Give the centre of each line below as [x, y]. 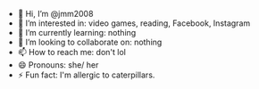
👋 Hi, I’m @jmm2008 [55, 14]
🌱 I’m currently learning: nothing [77, 32]
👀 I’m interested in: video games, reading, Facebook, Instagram [134, 23]
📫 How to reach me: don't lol [72, 52]
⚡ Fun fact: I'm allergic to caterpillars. [86, 75]
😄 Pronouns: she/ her [58, 65]
